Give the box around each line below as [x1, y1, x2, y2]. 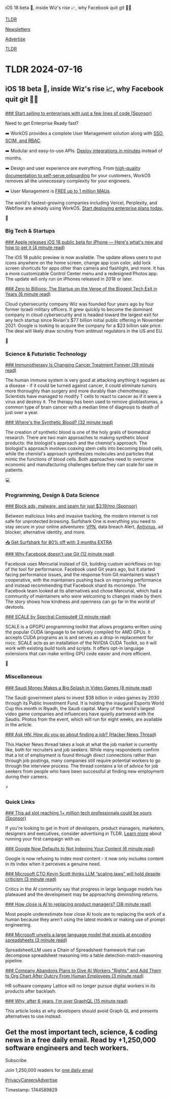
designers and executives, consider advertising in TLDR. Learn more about [5, 830, 162, 837]
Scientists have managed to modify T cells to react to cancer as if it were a [5, 393, 161, 400]
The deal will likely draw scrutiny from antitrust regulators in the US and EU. [5, 327, 163, 334]
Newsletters [5, 26, 30, 32]
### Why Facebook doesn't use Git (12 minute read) [5, 551, 115, 557]
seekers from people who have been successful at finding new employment [5, 768, 164, 774]
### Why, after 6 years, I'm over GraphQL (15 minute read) [5, 997, 128, 1004]
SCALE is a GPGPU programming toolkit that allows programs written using [5, 624, 162, 630]
